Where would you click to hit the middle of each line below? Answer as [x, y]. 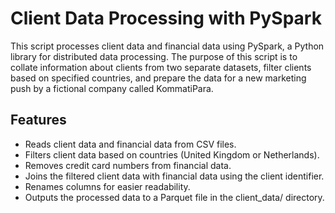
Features [38, 120]
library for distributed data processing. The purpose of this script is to [154, 56]
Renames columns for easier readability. [107, 186]
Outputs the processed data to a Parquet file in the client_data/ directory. [174, 197]
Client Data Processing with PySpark [166, 18]
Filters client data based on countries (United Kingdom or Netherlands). [172, 154]
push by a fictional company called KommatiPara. [112, 88]
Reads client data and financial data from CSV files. [130, 144]
